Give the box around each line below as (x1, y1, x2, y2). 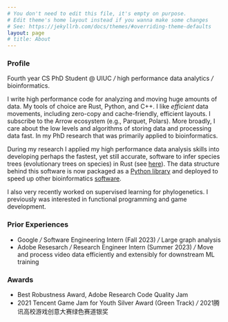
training (17, 257, 39, 266)
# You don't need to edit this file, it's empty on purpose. (7, 10, 187, 17)
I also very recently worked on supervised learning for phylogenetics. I (7, 188, 209, 196)
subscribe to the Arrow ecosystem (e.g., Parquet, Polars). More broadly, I (7, 117, 216, 125)
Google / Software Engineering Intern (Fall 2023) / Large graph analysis (17, 236, 221, 244)
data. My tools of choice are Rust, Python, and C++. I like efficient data (7, 102, 209, 111)
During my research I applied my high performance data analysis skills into (7, 145, 220, 153)
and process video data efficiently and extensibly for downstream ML (17, 250, 216, 258)
